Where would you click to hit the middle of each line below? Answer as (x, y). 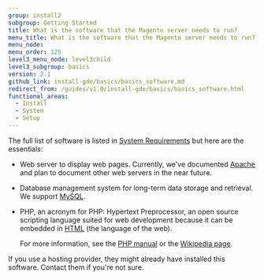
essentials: (26, 149)
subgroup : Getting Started (52, 23)
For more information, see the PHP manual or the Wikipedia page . (126, 243)
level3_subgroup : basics (49, 67)
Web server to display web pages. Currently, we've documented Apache (138, 164)
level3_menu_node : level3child (59, 60)
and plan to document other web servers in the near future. (116, 172)
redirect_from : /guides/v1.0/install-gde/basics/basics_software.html (126, 89)
